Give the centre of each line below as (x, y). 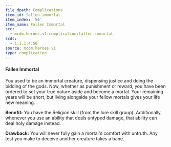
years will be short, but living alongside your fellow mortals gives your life (83, 97)
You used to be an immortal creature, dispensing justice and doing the (79, 80)
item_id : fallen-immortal (33, 15)
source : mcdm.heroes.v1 (31, 48)
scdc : (11, 39)
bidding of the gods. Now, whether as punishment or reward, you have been (85, 86)
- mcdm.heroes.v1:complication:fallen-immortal (62, 34)
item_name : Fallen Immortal (35, 24)
